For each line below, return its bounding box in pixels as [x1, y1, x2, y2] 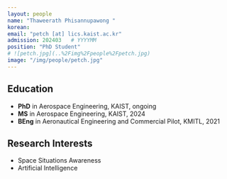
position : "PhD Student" [7, 43, 81, 50]
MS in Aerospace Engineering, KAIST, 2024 [17, 109, 145, 118]
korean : [7, 23, 31, 31]
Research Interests [7, 137, 93, 149]
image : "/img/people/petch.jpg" [7, 57, 103, 64]
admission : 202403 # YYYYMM [7, 37, 97, 44]
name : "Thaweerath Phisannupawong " [7, 17, 116, 24]
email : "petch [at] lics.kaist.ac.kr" [7, 30, 122, 38]
